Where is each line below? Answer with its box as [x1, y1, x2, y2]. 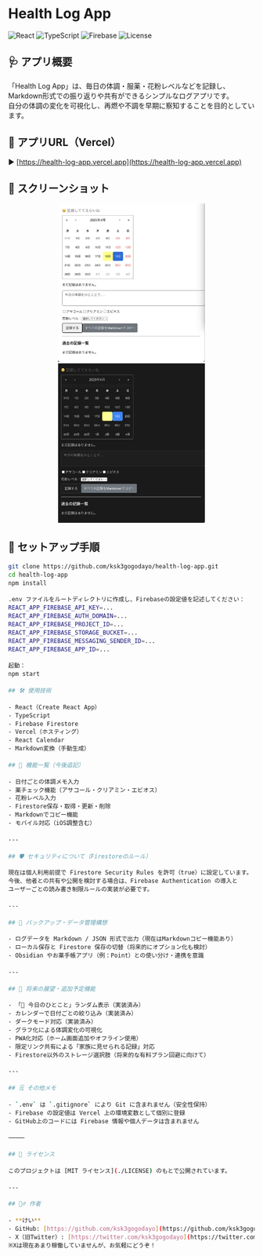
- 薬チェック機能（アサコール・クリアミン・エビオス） [8, 786, 161, 794]
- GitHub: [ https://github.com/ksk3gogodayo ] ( [8, 1225, 163, 1232]
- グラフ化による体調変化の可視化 [8, 1026, 103, 1034]
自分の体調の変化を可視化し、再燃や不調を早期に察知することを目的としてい [8, 100, 255, 110]
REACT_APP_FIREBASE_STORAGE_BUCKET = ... [8, 629, 139, 637]
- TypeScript [8, 711, 51, 719]
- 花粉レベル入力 [8, 794, 56, 802]
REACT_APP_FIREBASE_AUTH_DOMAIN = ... [8, 612, 128, 620]
